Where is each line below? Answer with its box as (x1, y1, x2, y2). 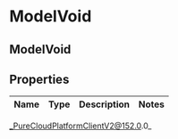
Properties (9, 71, 70, 86)
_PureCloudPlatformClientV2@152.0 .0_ (9, 120, 152, 131)
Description (79, 98, 130, 110)
